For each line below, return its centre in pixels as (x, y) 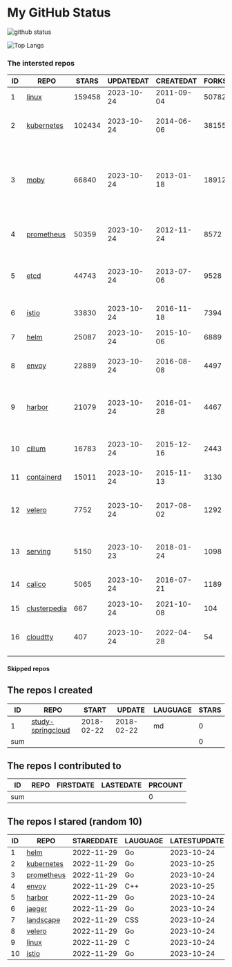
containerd (44, 477)
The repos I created (50, 690)
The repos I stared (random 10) (75, 822)
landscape (43, 920)
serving (39, 552)
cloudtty (40, 637)
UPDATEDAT (128, 81)
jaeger (37, 909)
